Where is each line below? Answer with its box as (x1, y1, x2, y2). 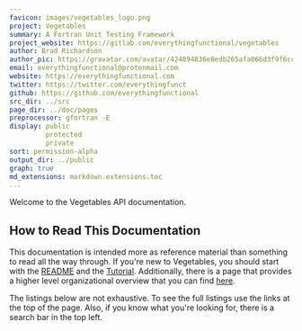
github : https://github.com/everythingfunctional (9, 88, 200, 97)
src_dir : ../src (9, 96, 70, 106)
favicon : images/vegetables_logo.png (9, 13, 151, 22)
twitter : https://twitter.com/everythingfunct (9, 80, 187, 89)
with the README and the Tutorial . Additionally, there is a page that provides (9, 266, 292, 277)
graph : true (9, 164, 54, 173)
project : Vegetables (9, 22, 87, 31)
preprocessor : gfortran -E (9, 113, 111, 122)
